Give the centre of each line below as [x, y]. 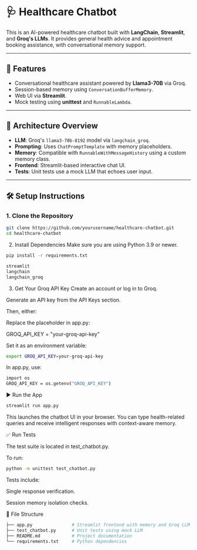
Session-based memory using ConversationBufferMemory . [84, 89]
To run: [15, 458]
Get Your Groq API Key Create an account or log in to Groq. [86, 288]
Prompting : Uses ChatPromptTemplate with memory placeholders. [93, 146]
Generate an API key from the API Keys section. [64, 300]
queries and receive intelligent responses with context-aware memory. [91, 423]
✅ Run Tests [21, 435]
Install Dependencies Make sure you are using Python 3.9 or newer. [96, 245]
